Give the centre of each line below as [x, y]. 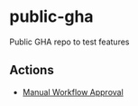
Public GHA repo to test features [69, 42]
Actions [32, 70]
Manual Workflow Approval [73, 92]
